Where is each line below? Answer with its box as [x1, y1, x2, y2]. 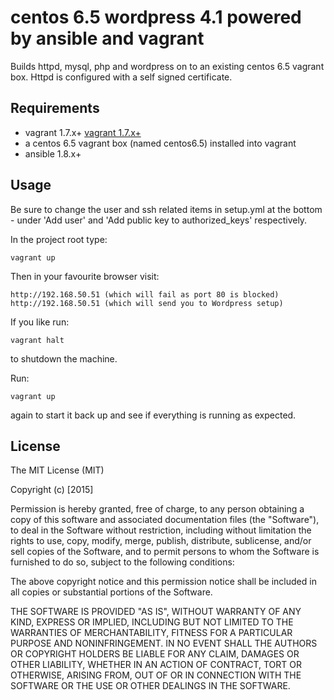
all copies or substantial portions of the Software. [10, 586, 213, 598]
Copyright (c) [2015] [10, 484, 94, 496]
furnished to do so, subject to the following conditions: [10, 556, 235, 568]
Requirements [10, 100, 100, 117]
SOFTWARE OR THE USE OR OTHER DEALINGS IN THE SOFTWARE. [10, 680, 291, 692]
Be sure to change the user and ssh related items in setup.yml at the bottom [10, 203, 323, 215]
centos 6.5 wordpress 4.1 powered [10, 6, 302, 29]
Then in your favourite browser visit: [10, 270, 160, 282]
